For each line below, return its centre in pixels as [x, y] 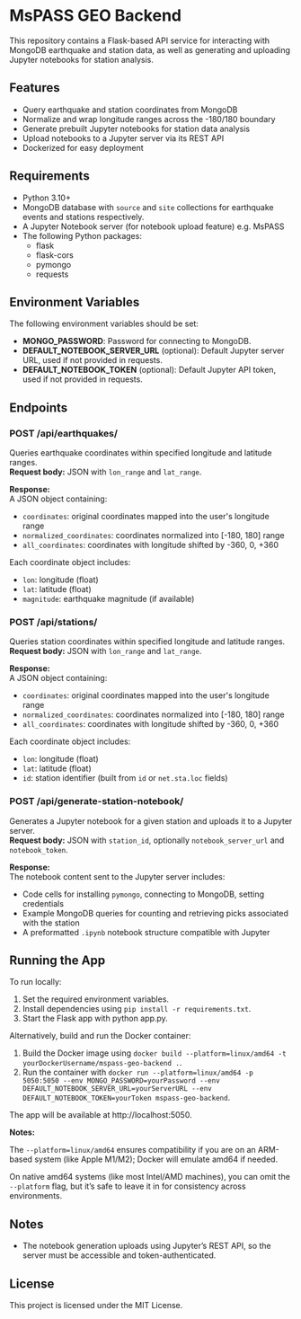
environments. [36, 1196]
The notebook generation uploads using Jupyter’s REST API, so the [146, 1246]
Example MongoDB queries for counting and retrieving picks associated [155, 913]
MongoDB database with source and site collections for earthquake [148, 207]
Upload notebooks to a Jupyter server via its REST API [123, 138]
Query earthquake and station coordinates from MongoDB [130, 110]
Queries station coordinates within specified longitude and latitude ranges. [147, 642]
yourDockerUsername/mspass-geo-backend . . [102, 1063]
